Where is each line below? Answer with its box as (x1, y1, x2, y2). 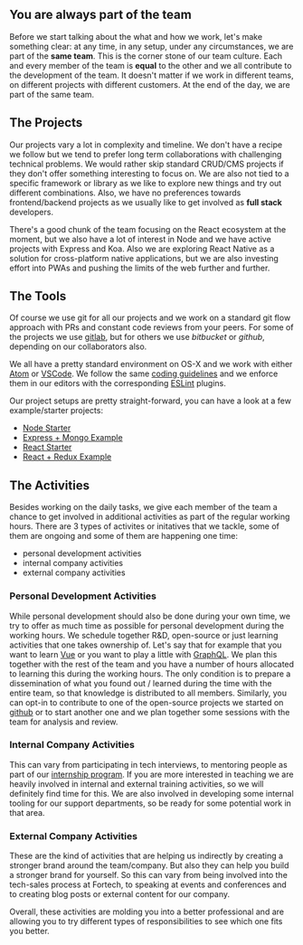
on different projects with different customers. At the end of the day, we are (9, 79, 291, 90)
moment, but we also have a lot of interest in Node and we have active (9, 233, 271, 244)
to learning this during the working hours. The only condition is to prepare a (9, 668, 291, 679)
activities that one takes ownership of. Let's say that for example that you (9, 639, 282, 650)
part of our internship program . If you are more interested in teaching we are (9, 769, 294, 780)
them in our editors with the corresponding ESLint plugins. (9, 378, 226, 389)
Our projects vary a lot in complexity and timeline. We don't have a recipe (9, 139, 283, 150)
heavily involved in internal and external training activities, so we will (9, 778, 264, 789)
